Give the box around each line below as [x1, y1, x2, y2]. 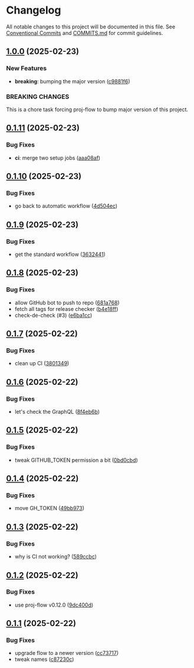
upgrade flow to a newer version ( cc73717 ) [14, 650, 119, 657]
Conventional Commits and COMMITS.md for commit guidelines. [6, 29, 163, 36]
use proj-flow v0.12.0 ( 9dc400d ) [14, 601, 94, 608]
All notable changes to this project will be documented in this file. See [6, 23, 176, 30]
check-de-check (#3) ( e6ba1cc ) [14, 312, 93, 319]
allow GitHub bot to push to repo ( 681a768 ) [14, 299, 120, 306]
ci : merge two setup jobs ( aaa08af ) [14, 154, 101, 161]
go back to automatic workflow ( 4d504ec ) [14, 202, 118, 210]
